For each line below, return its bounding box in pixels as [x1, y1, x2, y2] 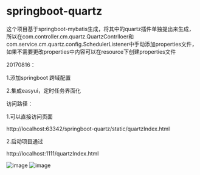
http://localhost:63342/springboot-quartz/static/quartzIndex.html [6, 125, 170, 132]
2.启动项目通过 [6, 137, 44, 145]
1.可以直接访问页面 [6, 113, 53, 120]
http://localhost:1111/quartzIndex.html [6, 149, 99, 157]
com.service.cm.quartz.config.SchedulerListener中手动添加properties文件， [6, 40, 198, 48]
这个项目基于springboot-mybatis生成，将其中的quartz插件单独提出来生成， [6, 25, 195, 32]
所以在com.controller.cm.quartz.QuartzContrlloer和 [6, 32, 134, 40]
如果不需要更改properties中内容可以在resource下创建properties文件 [6, 48, 176, 55]
